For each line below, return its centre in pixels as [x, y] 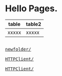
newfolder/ [18, 49]
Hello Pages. [31, 9]
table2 [34, 24]
